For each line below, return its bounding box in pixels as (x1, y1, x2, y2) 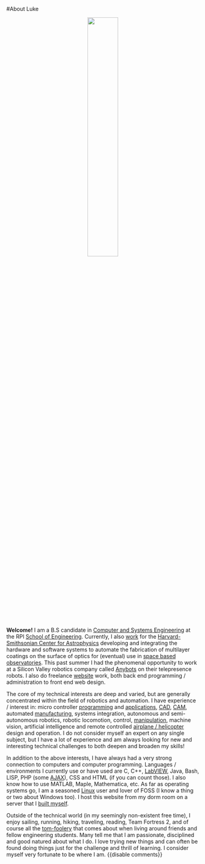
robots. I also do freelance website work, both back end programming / (6, 672, 186, 679)
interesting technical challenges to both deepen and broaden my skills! (6, 743, 185, 749)
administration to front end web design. (6, 678, 106, 686)
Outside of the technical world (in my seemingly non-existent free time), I (6, 812, 191, 819)
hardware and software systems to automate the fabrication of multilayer (6, 646, 190, 653)
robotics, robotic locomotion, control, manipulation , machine (39, 716, 192, 724)
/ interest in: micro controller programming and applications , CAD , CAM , (6, 703, 188, 710)
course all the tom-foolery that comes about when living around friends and (6, 825, 198, 832)
